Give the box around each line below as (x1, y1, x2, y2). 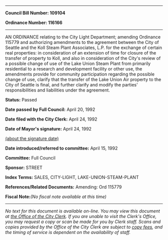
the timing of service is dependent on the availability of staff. (5, 229, 131, 235)
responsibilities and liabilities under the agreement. (5, 87, 110, 93)
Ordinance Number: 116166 (5, 19, 62, 25)
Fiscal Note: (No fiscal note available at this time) (5, 193, 106, 199)
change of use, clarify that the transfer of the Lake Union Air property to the (5, 76, 161, 82)
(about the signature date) (5, 135, 59, 141)
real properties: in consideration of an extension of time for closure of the (5, 50, 156, 55)
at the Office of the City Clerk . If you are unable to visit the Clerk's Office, (5, 213, 157, 219)
